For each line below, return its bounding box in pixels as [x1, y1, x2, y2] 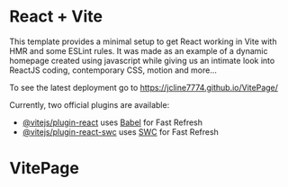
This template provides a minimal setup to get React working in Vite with [9, 36, 277, 47]
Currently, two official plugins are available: [9, 99, 170, 110]
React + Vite [9, 6, 103, 27]
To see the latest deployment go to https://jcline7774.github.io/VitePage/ [9, 82, 279, 93]
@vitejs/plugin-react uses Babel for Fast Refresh [22, 117, 203, 128]
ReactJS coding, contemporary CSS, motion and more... [9, 65, 218, 76]
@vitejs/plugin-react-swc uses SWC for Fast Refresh [22, 126, 219, 137]
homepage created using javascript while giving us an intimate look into [9, 55, 275, 66]
